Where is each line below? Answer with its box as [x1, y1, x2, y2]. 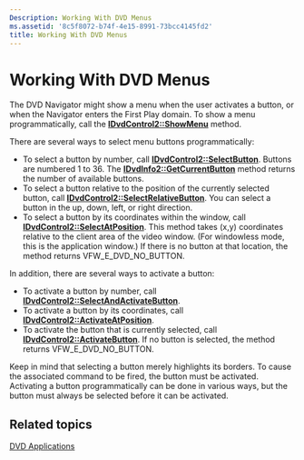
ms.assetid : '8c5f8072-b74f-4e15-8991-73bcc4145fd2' [9, 22, 213, 31]
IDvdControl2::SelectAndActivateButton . [22, 295, 181, 306]
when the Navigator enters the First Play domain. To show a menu [9, 109, 256, 120]
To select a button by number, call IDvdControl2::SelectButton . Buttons [22, 154, 292, 165]
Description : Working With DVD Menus [9, 13, 152, 23]
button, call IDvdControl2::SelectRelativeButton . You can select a [22, 193, 271, 204]
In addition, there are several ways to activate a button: [9, 268, 215, 279]
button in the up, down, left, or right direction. [22, 202, 193, 214]
